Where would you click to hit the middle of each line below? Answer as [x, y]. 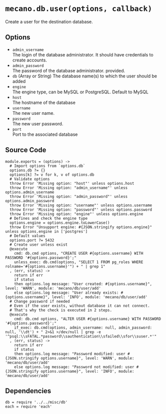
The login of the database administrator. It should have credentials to [83, 54]
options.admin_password [30, 201]
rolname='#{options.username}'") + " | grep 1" [55, 266]
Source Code [26, 150]
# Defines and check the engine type [49, 218]
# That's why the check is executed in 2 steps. [61, 310]
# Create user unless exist [39, 244]
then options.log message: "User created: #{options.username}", [83, 284]
